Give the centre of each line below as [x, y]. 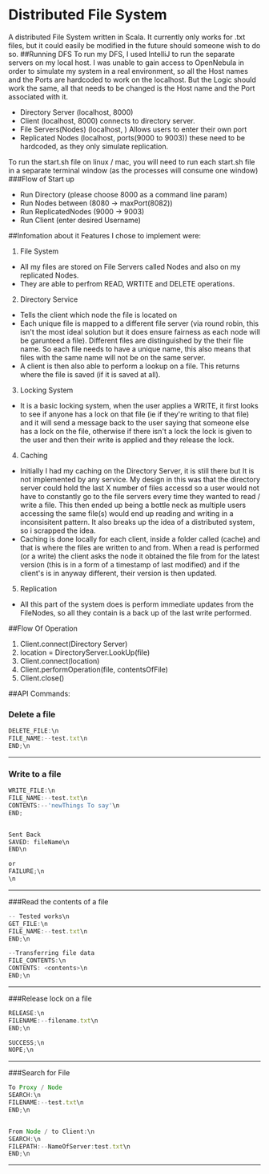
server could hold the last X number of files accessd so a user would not [140, 488]
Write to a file [35, 774]
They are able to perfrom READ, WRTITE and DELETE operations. [127, 283]
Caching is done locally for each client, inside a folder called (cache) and [140, 538]
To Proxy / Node [35, 1088]
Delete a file [32, 714]
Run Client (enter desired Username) [80, 220]
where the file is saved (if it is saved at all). [90, 374]
